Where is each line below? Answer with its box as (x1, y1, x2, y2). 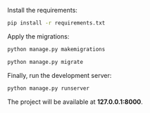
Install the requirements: (7, 6, 77, 14)
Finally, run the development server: (7, 71, 112, 79)
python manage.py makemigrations (7, 46, 106, 53)
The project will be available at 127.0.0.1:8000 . (7, 98, 143, 106)
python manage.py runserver (7, 84, 90, 92)
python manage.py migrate (7, 58, 83, 65)
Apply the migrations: (7, 32, 70, 41)
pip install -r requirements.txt (7, 20, 106, 27)
